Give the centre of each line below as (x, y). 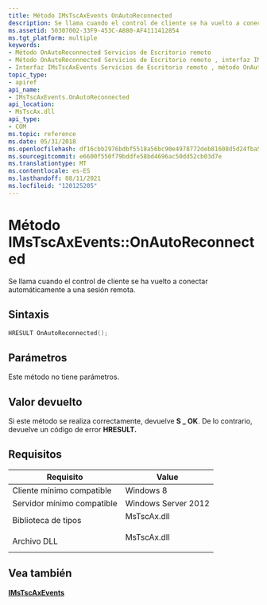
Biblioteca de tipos (47, 520)
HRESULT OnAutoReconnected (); (58, 333)
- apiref (23, 82)
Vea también (40, 574)
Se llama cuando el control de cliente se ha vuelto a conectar (108, 281)
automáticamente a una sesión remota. (72, 289)
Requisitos (35, 455)
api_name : (25, 90)
